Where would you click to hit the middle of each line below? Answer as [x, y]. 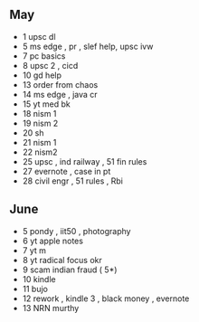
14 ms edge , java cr [60, 94]
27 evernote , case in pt [66, 171]
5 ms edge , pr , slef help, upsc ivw [88, 46]
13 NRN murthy [51, 308]
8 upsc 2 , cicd [50, 65]
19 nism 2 [40, 123]
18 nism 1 [39, 113]
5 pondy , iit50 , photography [76, 231]
